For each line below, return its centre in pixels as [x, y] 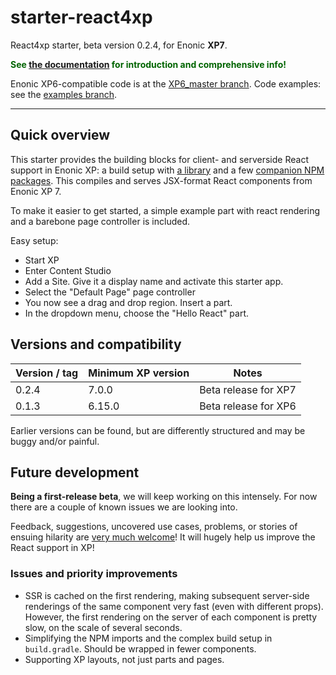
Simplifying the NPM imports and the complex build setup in [148, 638]
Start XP [42, 260]
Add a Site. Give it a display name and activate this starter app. [154, 281]
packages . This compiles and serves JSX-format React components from [161, 180]
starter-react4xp [81, 17]
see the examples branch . [63, 94]
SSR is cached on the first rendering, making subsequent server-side [167, 595]
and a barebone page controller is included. [100, 221]
